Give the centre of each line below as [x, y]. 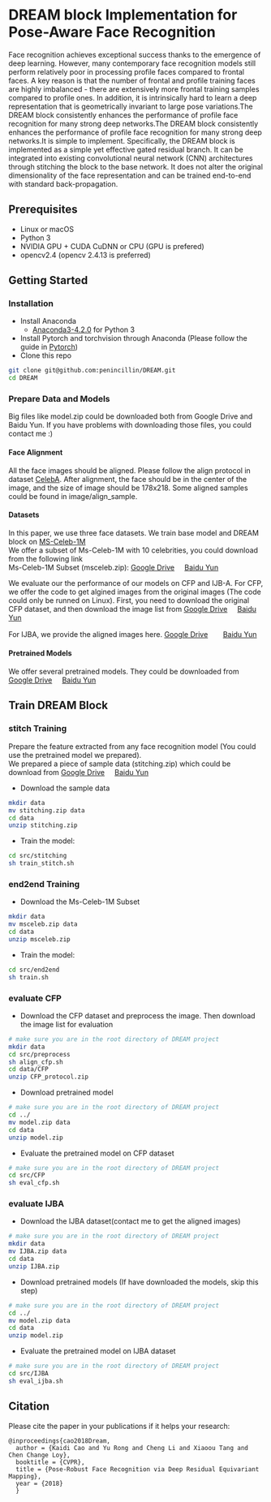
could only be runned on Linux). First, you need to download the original [129, 600]
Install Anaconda [48, 321]
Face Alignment [36, 453]
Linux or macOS [47, 229]
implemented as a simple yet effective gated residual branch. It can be [126, 149]
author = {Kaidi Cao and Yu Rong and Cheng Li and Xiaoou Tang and [132, 1448]
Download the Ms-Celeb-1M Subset [80, 902]
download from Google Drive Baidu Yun [78, 772]
